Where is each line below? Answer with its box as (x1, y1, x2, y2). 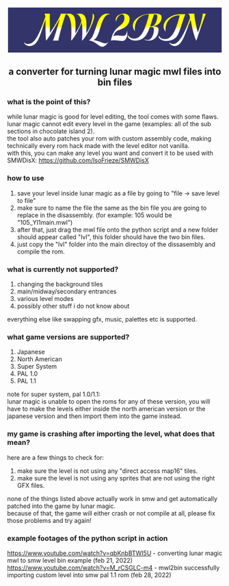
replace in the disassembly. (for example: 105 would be (16, 210, 172, 219)
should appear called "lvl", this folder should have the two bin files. (16, 232, 206, 241)
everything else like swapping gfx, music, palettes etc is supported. (7, 315, 198, 323)
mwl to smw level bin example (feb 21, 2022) (7, 556, 133, 564)
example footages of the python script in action (7, 533, 168, 543)
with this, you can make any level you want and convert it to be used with (7, 149, 213, 158)
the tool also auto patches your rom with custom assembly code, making (7, 134, 212, 143)
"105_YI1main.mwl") (16, 218, 73, 226)
